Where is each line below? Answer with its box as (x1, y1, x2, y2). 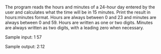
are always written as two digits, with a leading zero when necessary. (5, 25, 144, 31)
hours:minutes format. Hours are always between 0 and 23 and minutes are (5, 15, 157, 20)
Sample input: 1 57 (5, 34, 42, 40)
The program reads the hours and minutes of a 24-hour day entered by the (5, 4, 155, 10)
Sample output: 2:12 (5, 44, 45, 49)
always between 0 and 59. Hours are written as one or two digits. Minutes (5, 19, 153, 25)
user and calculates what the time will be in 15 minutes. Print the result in (5, 9, 151, 15)
